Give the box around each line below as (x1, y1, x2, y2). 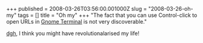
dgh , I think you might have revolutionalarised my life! (6, 30, 139, 37)
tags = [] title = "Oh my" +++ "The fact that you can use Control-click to (18, 12, 198, 19)
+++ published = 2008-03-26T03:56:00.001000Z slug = (6, 5, 147, 12)
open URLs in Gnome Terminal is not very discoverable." (6, 18, 147, 25)
